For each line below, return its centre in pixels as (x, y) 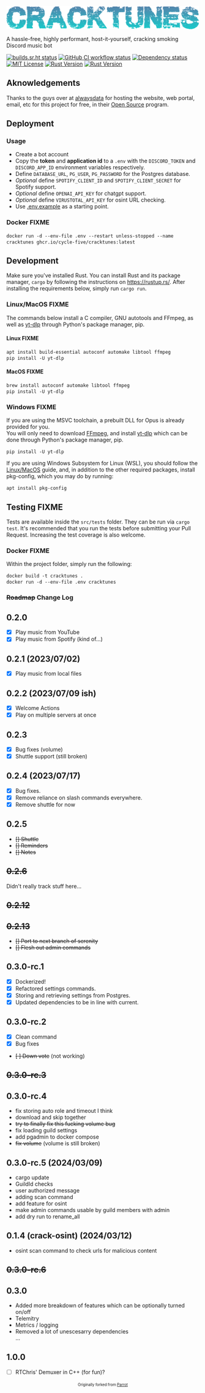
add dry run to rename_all (47, 1216)
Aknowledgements (43, 83)
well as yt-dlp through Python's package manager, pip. (76, 324)
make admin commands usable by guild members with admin (92, 1210)
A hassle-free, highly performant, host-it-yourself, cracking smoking (92, 39)
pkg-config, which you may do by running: (60, 476)
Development (33, 261)
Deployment (30, 124)
